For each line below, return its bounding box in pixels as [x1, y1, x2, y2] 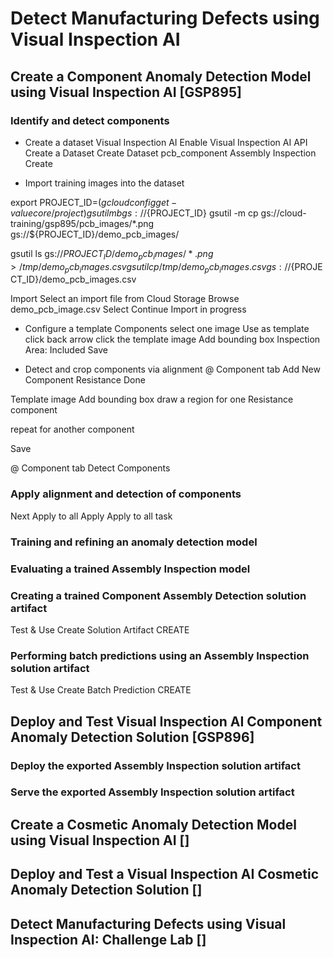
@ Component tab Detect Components [10, 462, 171, 474]
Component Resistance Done [24, 374, 146, 386]
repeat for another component [10, 423, 135, 436]
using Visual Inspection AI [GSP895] [10, 83, 242, 101]
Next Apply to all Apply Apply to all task [10, 510, 173, 522]
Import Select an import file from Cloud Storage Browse [10, 293, 240, 305]
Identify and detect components [10, 113, 170, 127]
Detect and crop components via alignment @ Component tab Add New [24, 363, 321, 376]
